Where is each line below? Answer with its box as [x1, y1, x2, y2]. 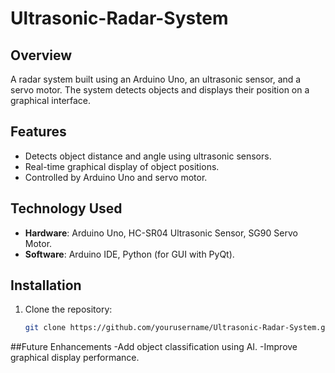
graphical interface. [10, 95, 92, 106]
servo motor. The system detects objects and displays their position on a [10, 84, 310, 96]
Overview [10, 47, 73, 64]
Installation [10, 277, 82, 294]
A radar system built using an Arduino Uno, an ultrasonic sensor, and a [10, 73, 302, 85]
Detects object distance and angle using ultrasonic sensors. [24, 150, 272, 162]
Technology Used [10, 200, 123, 217]
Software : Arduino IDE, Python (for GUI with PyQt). [24, 248, 235, 260]
